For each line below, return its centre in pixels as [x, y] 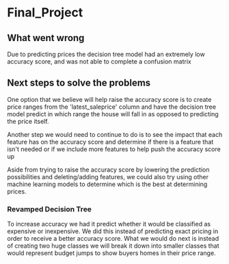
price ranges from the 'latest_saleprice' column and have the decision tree [112, 107]
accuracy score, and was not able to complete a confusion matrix [99, 62]
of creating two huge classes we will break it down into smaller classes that [113, 246]
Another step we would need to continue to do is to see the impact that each [115, 134]
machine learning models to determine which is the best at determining [107, 184]
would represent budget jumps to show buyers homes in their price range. [112, 253]
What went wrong [46, 38]
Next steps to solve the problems [79, 83]
